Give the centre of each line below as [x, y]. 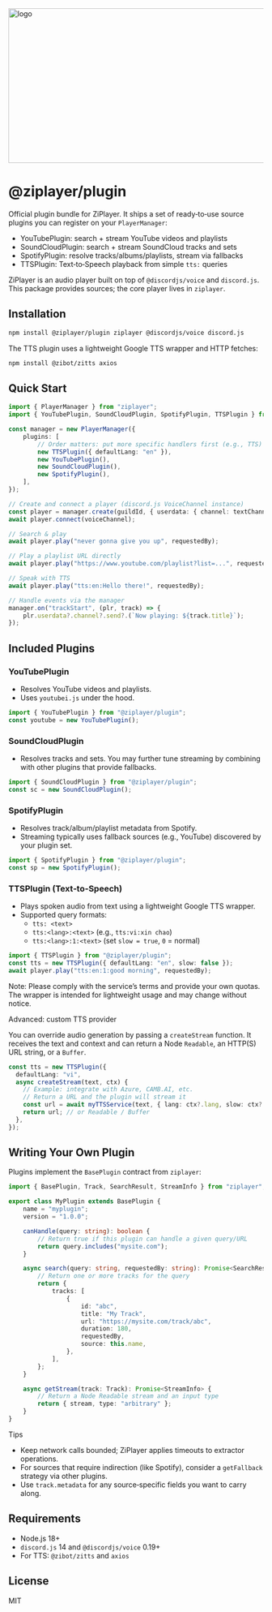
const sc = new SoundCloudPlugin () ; [70, 789]
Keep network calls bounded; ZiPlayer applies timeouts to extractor [132, 1450]
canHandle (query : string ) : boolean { [87, 1231]
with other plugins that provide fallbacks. [88, 767]
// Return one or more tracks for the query [114, 1276]
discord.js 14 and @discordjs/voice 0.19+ [90, 1547]
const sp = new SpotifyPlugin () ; [65, 867]
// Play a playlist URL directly [65, 556]
